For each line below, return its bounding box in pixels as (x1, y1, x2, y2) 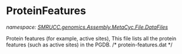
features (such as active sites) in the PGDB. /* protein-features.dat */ (6, 41, 173, 48)
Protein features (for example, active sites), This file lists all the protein (6, 35, 177, 42)
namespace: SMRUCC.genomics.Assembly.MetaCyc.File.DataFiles (6, 23, 168, 31)
